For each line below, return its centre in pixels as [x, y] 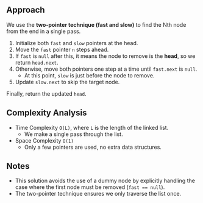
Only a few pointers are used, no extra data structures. [93, 147]
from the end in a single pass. [44, 31]
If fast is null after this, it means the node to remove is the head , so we [105, 56]
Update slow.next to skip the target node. [67, 82]
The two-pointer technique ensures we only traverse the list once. [98, 194]
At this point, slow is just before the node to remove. [89, 75]
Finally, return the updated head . [46, 93]
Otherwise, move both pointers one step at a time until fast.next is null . [106, 69]
